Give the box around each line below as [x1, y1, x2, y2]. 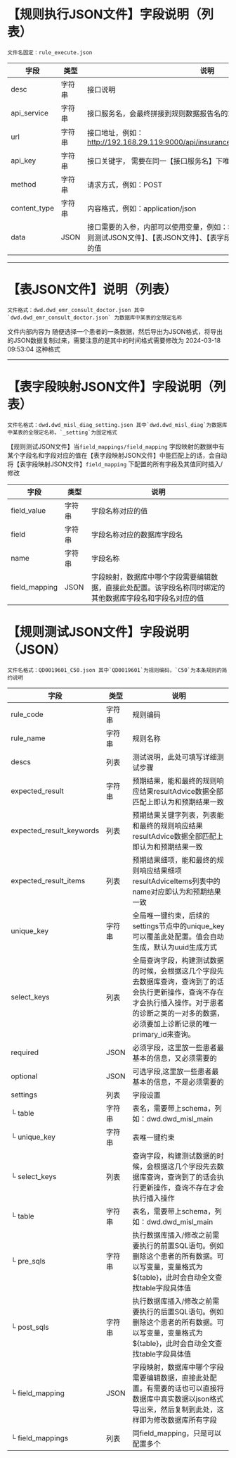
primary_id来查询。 [132, 1029, 195, 1039]
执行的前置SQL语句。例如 [139, 1240, 224, 1250]
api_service [11, 108, 49, 118]
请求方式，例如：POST [86, 180, 163, 189]
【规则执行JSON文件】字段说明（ [7, 6, 202, 23]
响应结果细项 [139, 866, 182, 876]
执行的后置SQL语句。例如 [139, 1307, 224, 1316]
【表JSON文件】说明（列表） [7, 282, 177, 298]
